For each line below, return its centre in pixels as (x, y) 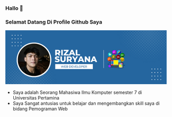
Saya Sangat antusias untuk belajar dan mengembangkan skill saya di (86, 103)
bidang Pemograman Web (40, 109)
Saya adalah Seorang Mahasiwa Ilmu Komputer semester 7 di (77, 92)
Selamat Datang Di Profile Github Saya (54, 22)
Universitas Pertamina (36, 98)
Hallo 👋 (14, 8)
